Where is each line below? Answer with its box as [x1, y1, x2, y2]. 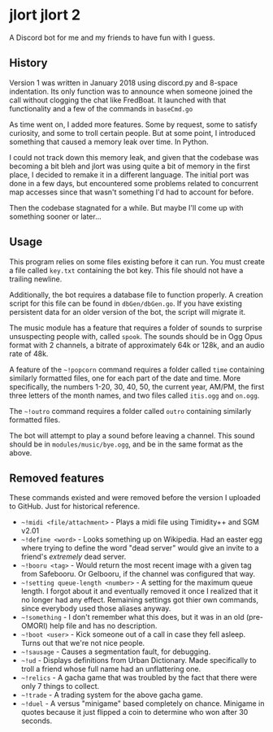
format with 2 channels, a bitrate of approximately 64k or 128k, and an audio [9, 340, 265, 350]
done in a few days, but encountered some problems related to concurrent [9, 178, 259, 188]
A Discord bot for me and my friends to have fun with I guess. [9, 33, 215, 42]
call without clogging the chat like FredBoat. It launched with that [9, 95, 227, 105]
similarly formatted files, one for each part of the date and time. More [9, 373, 241, 383]
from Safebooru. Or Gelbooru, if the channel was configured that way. [20, 569, 255, 579]
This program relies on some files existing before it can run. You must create [9, 256, 265, 266]
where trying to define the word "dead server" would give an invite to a [20, 543, 259, 553]
